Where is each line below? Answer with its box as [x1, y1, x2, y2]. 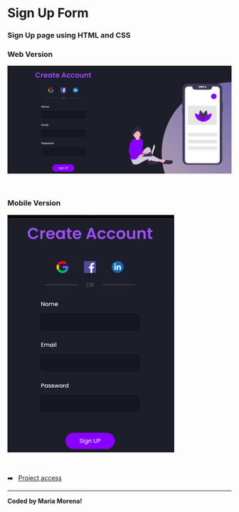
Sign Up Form [7, 5, 89, 21]
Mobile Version [7, 198, 61, 208]
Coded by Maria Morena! [7, 496, 83, 505]
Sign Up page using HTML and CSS [7, 31, 131, 40]
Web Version [7, 50, 53, 60]
